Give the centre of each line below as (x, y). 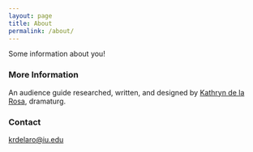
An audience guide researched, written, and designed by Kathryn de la (126, 92)
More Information (43, 75)
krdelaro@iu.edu (36, 139)
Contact (25, 122)
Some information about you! (57, 54)
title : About (30, 23)
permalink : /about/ (41, 31)
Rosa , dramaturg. (37, 101)
